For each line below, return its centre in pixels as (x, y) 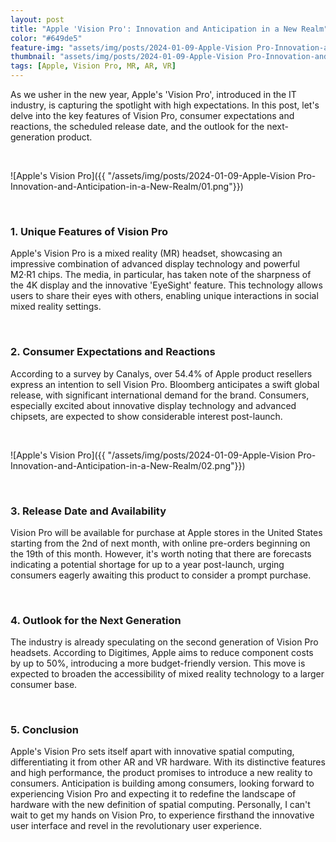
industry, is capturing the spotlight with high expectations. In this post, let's (165, 105)
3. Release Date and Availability (88, 511)
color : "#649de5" (46, 38)
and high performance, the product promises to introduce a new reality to (161, 773)
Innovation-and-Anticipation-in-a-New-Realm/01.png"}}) (127, 186)
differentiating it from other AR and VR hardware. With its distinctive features (168, 762)
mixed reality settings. (56, 307)
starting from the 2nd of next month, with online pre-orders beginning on (160, 543)
